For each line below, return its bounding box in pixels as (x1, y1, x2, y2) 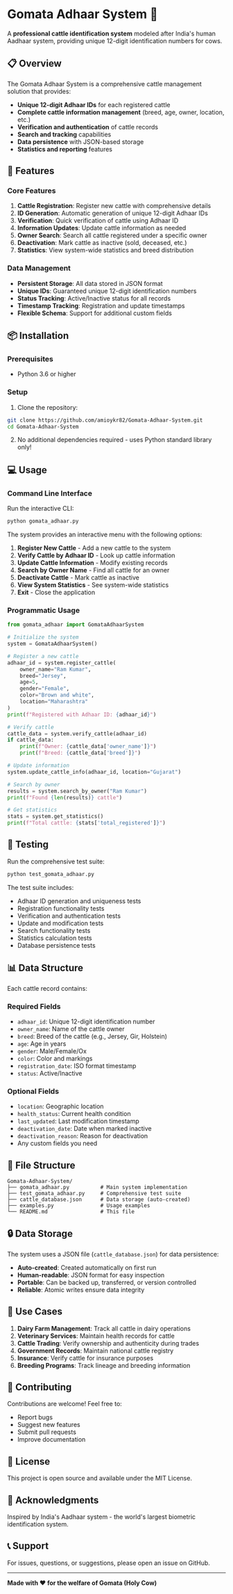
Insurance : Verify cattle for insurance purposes (17, 1353, 154, 1362)
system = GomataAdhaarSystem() (7, 640, 98, 648)
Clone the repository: (17, 403, 78, 411)
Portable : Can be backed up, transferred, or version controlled (17, 1278, 196, 1286)
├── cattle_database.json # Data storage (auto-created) (7, 1196, 191, 1203)
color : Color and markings (17, 1054, 93, 1062)
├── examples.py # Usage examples (7, 1202, 150, 1209)
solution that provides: (7, 87, 71, 95)
